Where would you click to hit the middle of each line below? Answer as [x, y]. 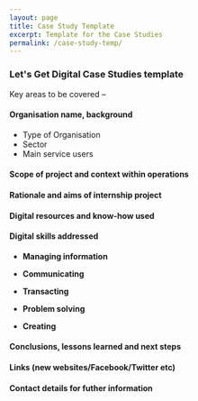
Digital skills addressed [54, 236]
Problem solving [54, 308]
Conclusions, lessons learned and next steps [95, 347]
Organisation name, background [71, 114]
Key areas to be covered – [58, 94]
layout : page [34, 18]
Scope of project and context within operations [99, 174]
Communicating [53, 273]
